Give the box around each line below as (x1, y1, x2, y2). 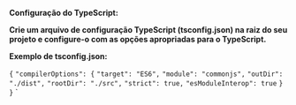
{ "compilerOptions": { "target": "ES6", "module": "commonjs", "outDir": (9, 70, 284, 79)
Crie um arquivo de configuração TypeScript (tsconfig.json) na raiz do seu (9, 25, 288, 34)
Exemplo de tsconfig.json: (9, 51, 108, 61)
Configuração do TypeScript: (9, 8, 119, 18)
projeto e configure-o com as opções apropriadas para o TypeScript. (9, 34, 267, 44)
